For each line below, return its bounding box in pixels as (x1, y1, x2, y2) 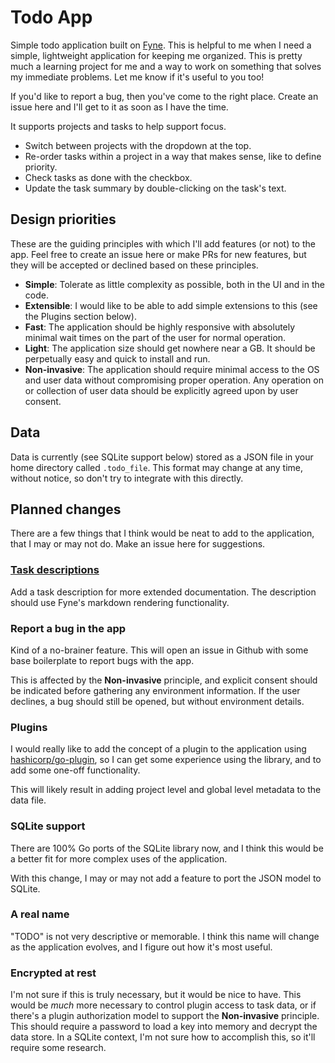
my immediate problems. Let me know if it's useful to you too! (10, 71, 265, 83)
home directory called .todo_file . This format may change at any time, (10, 461, 304, 473)
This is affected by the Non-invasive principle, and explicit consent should (10, 674, 318, 686)
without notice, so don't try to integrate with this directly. (10, 472, 244, 484)
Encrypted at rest (10, 966, 97, 980)
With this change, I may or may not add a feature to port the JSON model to (10, 872, 322, 884)
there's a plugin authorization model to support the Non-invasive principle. (10, 1010, 320, 1022)
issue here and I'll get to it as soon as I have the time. (10, 101, 229, 113)
